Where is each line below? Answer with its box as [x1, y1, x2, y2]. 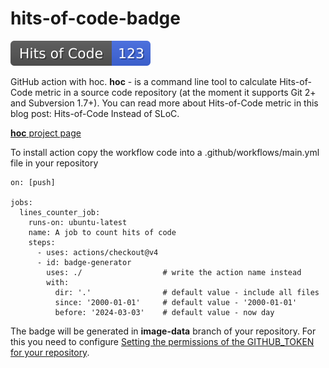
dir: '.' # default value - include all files [54, 287, 320, 297]
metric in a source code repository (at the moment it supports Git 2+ [34, 86, 317, 98]
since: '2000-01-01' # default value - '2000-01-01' [54, 297, 298, 307]
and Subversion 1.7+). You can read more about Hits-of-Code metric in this [10, 97, 319, 109]
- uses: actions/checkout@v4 [36, 247, 159, 257]
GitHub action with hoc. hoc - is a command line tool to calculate [10, 75, 278, 87]
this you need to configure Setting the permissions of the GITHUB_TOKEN [10, 335, 315, 347]
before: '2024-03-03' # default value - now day [54, 307, 275, 317]
